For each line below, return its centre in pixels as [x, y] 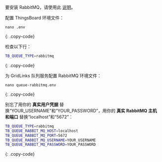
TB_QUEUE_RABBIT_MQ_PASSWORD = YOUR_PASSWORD [51, 145]
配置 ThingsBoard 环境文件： [35, 18]
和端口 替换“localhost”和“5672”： [39, 117]
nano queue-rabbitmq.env [31, 85]
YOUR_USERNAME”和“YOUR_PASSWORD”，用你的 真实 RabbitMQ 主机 [84, 110]
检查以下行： [18, 47]
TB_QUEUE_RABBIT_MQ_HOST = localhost [42, 131]
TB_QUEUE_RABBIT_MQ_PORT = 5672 [36, 135]
